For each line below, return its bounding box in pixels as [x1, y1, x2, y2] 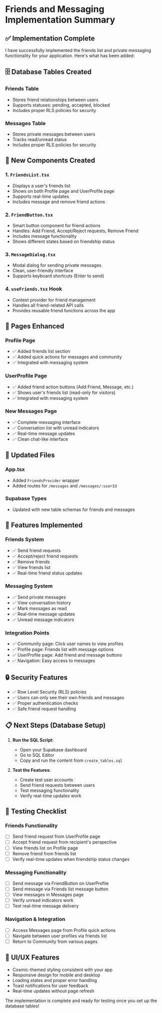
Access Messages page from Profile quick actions [12, 927, 116, 933]
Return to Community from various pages [12, 938, 98, 944]
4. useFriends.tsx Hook [5, 285, 62, 292]
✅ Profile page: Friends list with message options [12, 647, 114, 653]
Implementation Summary [5, 14, 116, 26]
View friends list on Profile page [12, 845, 78, 851]
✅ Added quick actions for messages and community [12, 354, 122, 360]
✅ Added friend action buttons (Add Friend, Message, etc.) [12, 384, 134, 390]
